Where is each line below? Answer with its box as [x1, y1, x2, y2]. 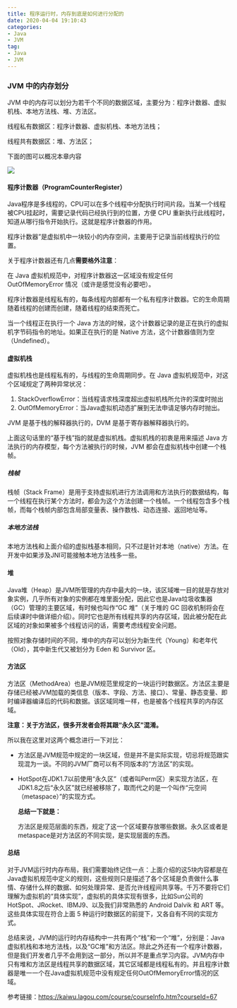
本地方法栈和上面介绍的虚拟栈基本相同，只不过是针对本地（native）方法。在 [7, 542, 229, 551]
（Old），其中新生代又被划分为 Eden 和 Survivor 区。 [7, 644, 160, 653]
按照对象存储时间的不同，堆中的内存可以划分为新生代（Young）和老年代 [7, 636, 217, 644]
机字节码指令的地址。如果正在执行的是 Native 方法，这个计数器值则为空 [7, 328, 215, 336]
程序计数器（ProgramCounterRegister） [7, 183, 126, 191]
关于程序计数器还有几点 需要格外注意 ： [7, 256, 119, 265]
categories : [7, 23, 42, 30]
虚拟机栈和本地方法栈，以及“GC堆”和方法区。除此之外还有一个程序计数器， [7, 942, 226, 950]
